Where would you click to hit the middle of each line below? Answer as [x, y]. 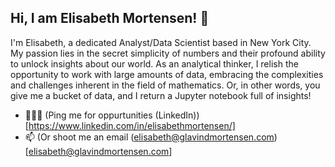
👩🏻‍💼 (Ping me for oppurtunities [88, 115]
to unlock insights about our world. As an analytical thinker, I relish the [154, 63]
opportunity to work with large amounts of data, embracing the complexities [167, 74]
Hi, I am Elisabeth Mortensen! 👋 [110, 18]
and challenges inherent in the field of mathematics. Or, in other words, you [165, 85]
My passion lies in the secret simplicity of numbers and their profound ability [168, 53]
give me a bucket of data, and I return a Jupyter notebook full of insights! [161, 95]
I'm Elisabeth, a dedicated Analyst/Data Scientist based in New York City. [161, 42]
